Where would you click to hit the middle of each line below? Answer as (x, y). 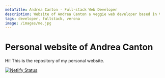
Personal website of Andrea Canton (79, 47)
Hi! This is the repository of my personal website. (55, 61)
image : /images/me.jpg (28, 23)
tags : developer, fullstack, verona (42, 19)
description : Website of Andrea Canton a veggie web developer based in (81, 14)
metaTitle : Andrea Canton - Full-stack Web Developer (61, 10)
